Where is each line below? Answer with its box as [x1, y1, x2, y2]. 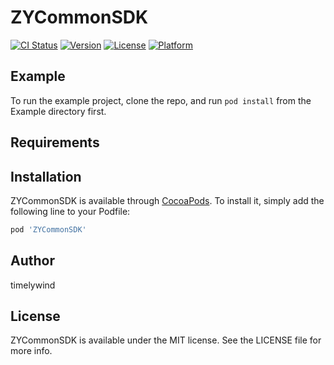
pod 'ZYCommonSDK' [10, 224, 87, 235]
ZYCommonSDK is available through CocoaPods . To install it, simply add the [10, 194, 325, 206]
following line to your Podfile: [10, 205, 131, 217]
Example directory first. [10, 105, 107, 117]
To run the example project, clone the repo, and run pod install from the [10, 94, 312, 106]
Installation [10, 168, 82, 185]
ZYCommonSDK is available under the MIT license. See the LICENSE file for [10, 334, 322, 346]
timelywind [10, 279, 56, 291]
